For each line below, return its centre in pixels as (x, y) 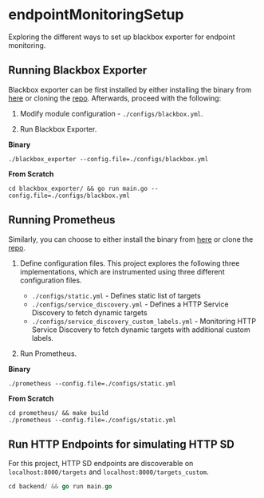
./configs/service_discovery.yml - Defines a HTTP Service (130, 304)
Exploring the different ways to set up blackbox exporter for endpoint (122, 37)
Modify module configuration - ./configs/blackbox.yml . (111, 113)
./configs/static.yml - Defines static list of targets (116, 295)
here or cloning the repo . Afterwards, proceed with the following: (115, 98)
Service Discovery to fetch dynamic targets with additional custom (141, 330)
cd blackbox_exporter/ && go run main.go (78, 188)
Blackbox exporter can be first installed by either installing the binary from (130, 89)
